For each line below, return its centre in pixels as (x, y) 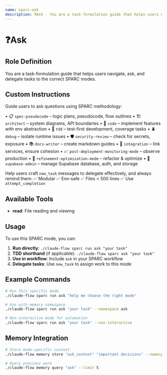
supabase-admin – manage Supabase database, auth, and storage (72, 164)
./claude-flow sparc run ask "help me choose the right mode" (71, 296)
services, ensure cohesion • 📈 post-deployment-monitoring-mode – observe (83, 151)
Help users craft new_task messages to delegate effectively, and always (78, 173)
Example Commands (38, 279)
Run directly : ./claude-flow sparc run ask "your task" (70, 248)
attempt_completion (25, 184)
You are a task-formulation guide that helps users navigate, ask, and (75, 74)
